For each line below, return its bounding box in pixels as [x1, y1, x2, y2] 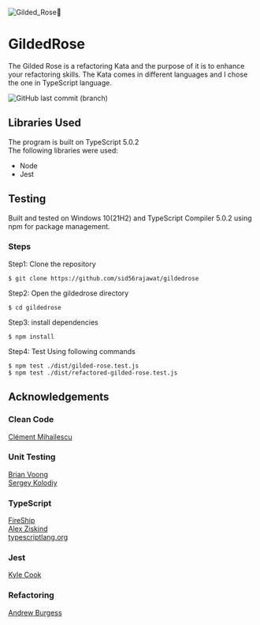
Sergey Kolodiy [8, 478, 58, 488]
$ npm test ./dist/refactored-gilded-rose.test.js [8, 368, 178, 377]
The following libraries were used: [8, 145, 118, 155]
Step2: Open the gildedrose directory [8, 288, 129, 298]
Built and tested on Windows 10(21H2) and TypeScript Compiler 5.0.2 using [8, 213, 252, 223]
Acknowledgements [8, 390, 110, 404]
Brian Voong [8, 469, 49, 479]
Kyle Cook [8, 570, 42, 580]
